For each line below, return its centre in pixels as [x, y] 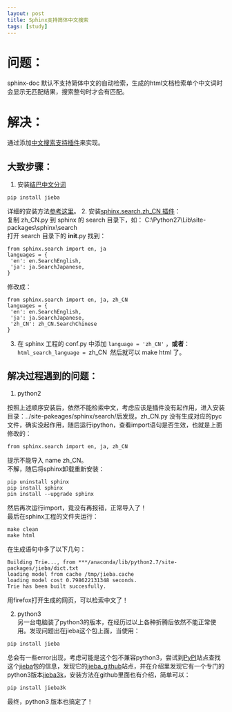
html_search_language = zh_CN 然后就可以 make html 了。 [101, 352]
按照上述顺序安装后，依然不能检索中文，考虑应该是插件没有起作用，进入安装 [116, 407]
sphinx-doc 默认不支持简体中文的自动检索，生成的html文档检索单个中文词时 [115, 83]
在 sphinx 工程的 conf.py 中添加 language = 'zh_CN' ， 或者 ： [104, 344]
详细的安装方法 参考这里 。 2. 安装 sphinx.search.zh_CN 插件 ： [94, 211]
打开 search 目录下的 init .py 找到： [57, 236]
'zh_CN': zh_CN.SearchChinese [54, 324]
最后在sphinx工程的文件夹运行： [53, 516]
